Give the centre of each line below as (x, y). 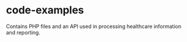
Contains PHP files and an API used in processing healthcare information (94, 26)
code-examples (45, 10)
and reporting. (23, 32)
